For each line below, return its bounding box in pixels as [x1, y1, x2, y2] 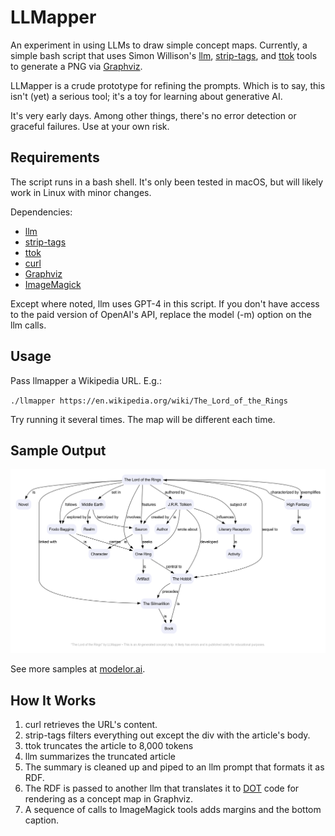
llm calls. [10, 319, 47, 331]
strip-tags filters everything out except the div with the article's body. [24, 729, 311, 741]
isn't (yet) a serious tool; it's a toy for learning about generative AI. [10, 90, 283, 102]
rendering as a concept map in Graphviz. [24, 793, 193, 805]
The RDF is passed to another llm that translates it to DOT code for [24, 782, 300, 795]
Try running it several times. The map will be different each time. [10, 413, 276, 425]
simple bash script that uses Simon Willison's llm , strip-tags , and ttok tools [10, 49, 318, 61]
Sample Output [10, 442, 107, 459]
